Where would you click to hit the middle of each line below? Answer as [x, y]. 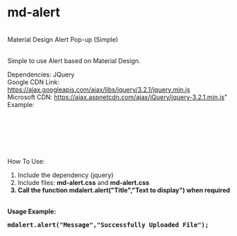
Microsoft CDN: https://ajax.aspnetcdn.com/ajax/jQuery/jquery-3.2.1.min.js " [117, 97]
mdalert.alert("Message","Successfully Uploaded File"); [108, 225]
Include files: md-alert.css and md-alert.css [83, 182]
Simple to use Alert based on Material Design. [74, 60]
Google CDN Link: [34, 82]
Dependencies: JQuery [41, 74]
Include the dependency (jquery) [65, 175]
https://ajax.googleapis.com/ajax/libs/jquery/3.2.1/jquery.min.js [99, 89]
